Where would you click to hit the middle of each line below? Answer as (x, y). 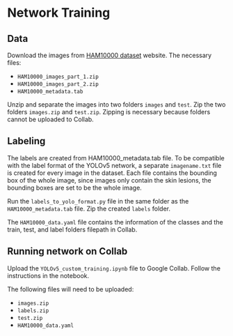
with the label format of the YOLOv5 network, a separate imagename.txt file (114, 165)
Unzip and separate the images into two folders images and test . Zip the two (116, 105)
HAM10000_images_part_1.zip (58, 77)
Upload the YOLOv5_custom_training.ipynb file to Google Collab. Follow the (114, 268)
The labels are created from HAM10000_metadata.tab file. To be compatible (116, 158)
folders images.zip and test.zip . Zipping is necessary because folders (109, 112)
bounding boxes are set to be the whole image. (75, 188)
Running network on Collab (67, 251)
